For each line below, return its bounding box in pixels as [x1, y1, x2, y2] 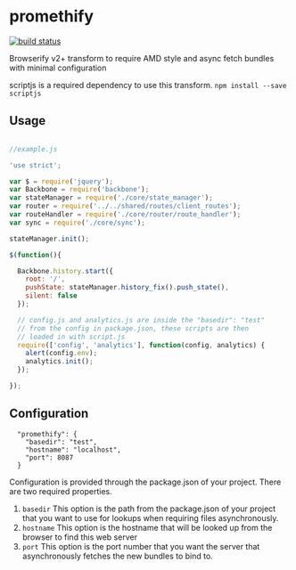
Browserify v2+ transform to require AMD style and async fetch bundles [9, 53, 275, 63]
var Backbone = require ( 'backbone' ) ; [9, 185, 150, 194]
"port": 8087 [25, 452, 74, 462]
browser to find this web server [21, 532, 138, 542]
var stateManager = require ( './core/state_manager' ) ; [9, 193, 214, 202]
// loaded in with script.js [17, 332, 126, 341]
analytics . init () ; [25, 357, 94, 366]
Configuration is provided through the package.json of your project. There [9, 476, 282, 487]
